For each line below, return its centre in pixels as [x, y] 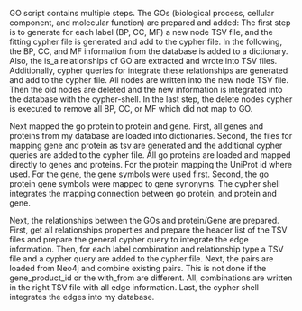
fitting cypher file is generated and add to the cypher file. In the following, [146, 41]
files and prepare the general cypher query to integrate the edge [129, 239]
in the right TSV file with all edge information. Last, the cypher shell [134, 287]
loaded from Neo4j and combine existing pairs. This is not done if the [138, 268]
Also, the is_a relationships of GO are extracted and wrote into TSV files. [143, 61]
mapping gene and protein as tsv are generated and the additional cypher [146, 145]
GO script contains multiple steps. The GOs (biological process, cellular [142, 13]
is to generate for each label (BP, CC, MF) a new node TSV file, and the [141, 32]
